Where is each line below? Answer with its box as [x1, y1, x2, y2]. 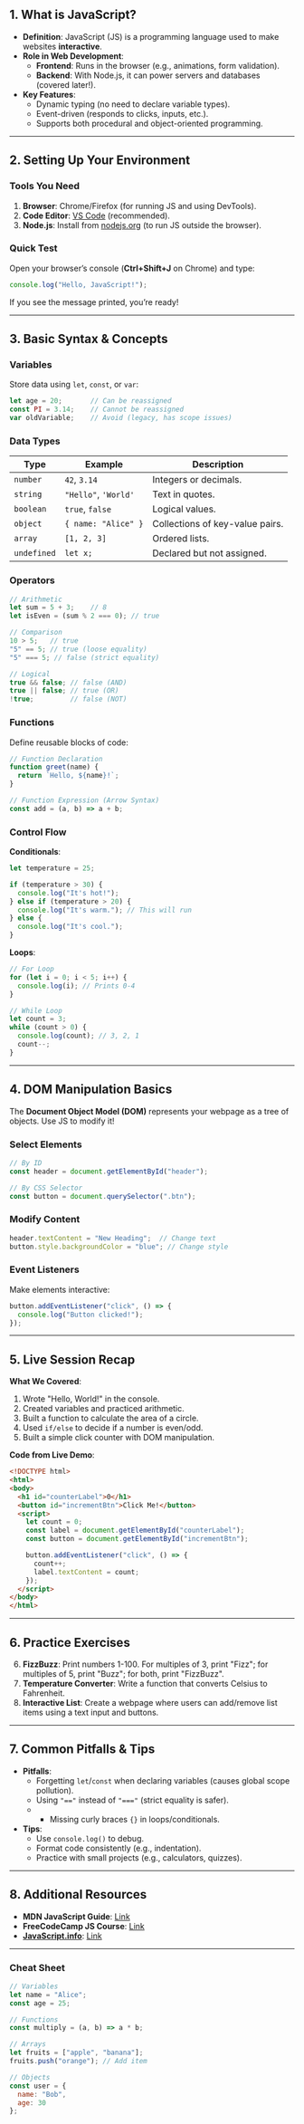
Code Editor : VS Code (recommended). [22, 210, 170, 221]
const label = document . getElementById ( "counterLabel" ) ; [25, 1526, 245, 1536]
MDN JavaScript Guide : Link [22, 1910, 131, 1922]
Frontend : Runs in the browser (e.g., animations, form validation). [35, 60, 280, 71]
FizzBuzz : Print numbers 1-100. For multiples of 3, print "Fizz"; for [22, 1659, 269, 1670]
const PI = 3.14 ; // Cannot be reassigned [9, 405, 184, 415]
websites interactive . [22, 41, 102, 52]
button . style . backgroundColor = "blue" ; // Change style [9, 1242, 229, 1251]
